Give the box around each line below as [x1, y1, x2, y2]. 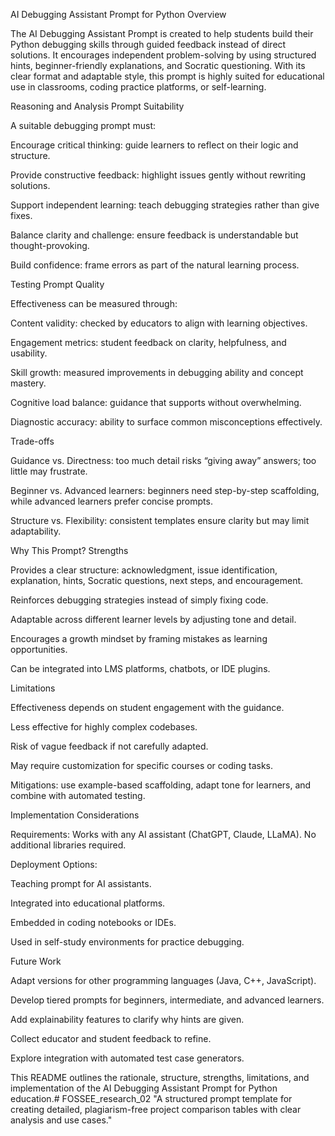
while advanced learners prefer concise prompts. [10, 495, 213, 507]
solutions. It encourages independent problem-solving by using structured [10, 49, 317, 61]
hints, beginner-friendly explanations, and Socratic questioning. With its [10, 60, 306, 71]
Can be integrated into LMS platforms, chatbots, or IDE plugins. [10, 663, 271, 674]
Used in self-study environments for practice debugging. [10, 936, 245, 948]
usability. [10, 347, 48, 359]
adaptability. [10, 525, 62, 537]
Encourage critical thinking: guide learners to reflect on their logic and [10, 139, 299, 151]
